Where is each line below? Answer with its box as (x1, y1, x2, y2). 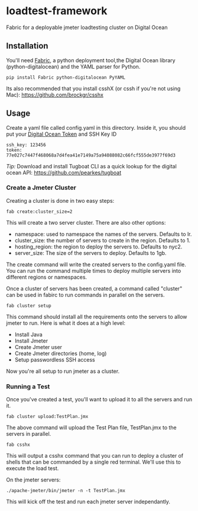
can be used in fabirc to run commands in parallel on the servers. (6, 291, 165, 298)
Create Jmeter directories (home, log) (14, 350, 107, 357)
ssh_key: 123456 (6, 142, 46, 148)
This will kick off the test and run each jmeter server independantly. (6, 498, 170, 505)
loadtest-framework (6, 4, 108, 18)
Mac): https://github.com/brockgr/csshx (6, 91, 103, 98)
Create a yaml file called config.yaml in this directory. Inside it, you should (6, 124, 186, 131)
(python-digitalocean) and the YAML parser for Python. (6, 63, 141, 70)
